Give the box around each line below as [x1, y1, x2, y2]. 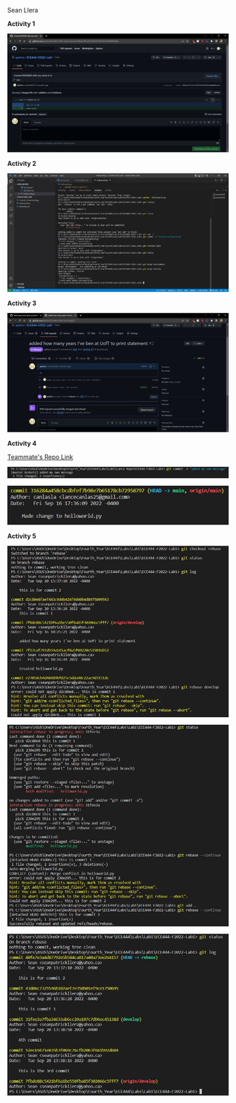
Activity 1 [7, 20, 35, 27]
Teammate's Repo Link [7, 453, 74, 461]
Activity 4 [7, 439, 37, 447]
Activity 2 [7, 160, 37, 168]
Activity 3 [7, 299, 37, 308]
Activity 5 [7, 531, 37, 540]
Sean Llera [7, 6, 39, 14]
